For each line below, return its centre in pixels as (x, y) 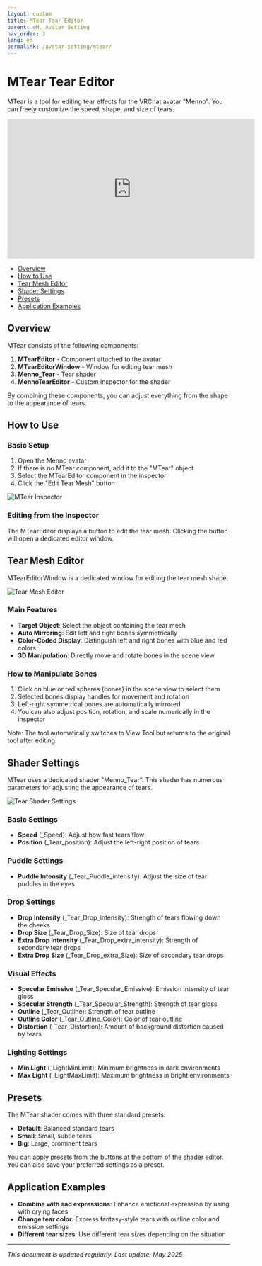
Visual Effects (32, 973)
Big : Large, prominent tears (57, 1143)
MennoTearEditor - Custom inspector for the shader (94, 382)
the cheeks (34, 925)
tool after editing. (32, 740)
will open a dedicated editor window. (61, 538)
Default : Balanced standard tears (66, 1129)
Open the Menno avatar (52, 460)
